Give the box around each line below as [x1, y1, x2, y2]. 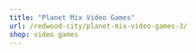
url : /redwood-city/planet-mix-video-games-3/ [9, 22, 188, 31]
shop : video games [9, 30, 79, 39]
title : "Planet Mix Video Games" [9, 13, 135, 22]
